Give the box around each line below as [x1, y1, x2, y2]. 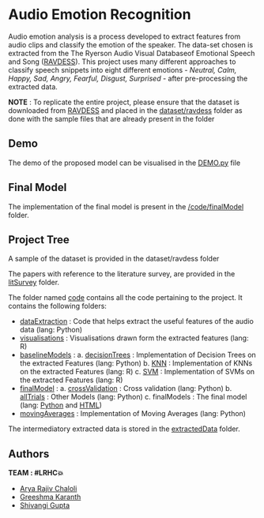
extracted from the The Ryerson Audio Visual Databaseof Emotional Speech [8, 48, 255, 58]
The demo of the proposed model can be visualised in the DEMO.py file [8, 158, 241, 167]
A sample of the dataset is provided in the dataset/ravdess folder [8, 254, 220, 264]
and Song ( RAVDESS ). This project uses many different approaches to [8, 57, 236, 66]
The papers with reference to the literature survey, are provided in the [8, 269, 236, 279]
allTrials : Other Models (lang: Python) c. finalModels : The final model [19, 392, 247, 402]
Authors [8, 447, 50, 460]
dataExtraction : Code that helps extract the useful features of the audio [19, 317, 255, 326]
